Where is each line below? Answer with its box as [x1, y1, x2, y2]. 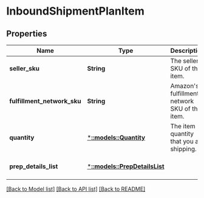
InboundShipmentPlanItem [6, 4, 144, 18]
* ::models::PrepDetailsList [87, 162, 165, 171]
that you [170, 137, 194, 145]
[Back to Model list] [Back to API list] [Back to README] [6, 185, 146, 193]
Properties [6, 29, 47, 39]
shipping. [170, 145, 197, 153]
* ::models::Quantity [87, 134, 146, 142]
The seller [170, 56, 199, 65]
